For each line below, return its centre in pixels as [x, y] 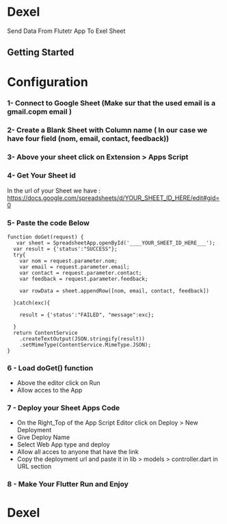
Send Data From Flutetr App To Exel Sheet [66, 31]
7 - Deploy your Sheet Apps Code [64, 408]
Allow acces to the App [50, 390]
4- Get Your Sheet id [42, 175]
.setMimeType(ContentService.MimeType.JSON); [85, 345]
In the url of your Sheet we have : [54, 190]
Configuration [48, 82]
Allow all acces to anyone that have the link [78, 452]
